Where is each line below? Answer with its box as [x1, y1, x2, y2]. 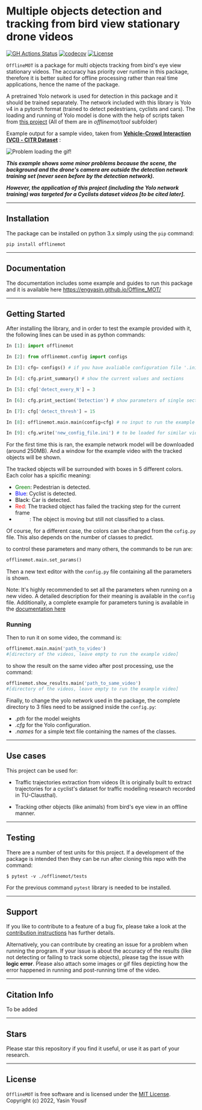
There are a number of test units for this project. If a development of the [6, 849, 185, 856]
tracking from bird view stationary [6, 17, 180, 31]
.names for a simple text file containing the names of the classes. [14, 728, 177, 735]
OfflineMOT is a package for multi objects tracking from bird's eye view [6, 62, 182, 69]
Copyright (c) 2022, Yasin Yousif [6, 1097, 87, 1104]
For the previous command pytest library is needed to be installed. [6, 884, 171, 891]
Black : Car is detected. [14, 496, 72, 504]
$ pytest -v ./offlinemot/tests [6, 873, 87, 879]
